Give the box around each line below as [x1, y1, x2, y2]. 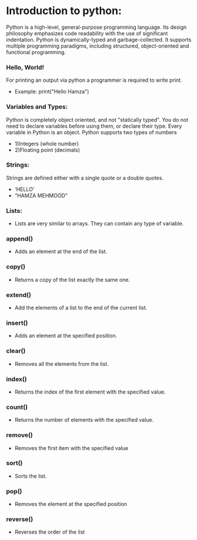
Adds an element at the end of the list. [14, 248, 108, 255]
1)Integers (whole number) [14, 140, 79, 147]
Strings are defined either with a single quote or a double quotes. [6, 174, 163, 181]
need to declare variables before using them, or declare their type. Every [6, 122, 182, 129]
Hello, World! [6, 63, 45, 71]
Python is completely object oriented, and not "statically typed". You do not [6, 116, 189, 123]
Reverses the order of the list [14, 528, 85, 536]
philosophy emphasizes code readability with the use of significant [6, 29, 168, 36]
